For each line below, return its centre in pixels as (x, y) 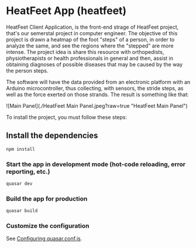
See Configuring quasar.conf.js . (44, 239)
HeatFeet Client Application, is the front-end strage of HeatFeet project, (92, 27)
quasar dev (19, 184)
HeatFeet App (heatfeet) (66, 11)
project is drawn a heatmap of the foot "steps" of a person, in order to (90, 39)
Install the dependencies (52, 136)
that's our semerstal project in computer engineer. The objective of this (92, 33)
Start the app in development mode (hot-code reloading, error (96, 164)
